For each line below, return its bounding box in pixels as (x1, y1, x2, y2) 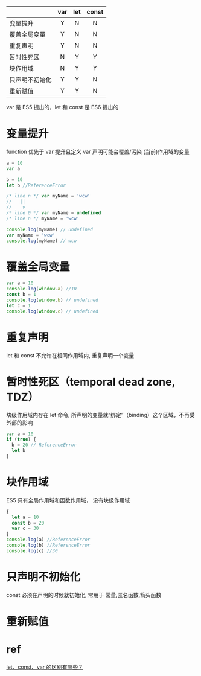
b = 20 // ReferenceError (11, 442, 77, 448)
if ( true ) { (6, 436, 36, 442)
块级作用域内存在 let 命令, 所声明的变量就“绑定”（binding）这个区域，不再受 (6, 411, 195, 418)
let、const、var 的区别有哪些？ (6, 663, 83, 671)
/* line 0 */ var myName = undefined (6, 210, 101, 216)
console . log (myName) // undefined (6, 226, 94, 232)
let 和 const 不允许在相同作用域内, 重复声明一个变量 (6, 351, 135, 359)
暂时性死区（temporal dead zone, (6, 375, 175, 389)
